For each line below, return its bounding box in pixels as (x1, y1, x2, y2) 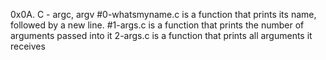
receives (10, 40, 46, 52)
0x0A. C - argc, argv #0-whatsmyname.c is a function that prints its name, (10, 9, 317, 20)
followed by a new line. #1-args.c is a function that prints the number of (10, 19, 305, 31)
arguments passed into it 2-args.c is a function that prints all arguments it (10, 30, 313, 41)
